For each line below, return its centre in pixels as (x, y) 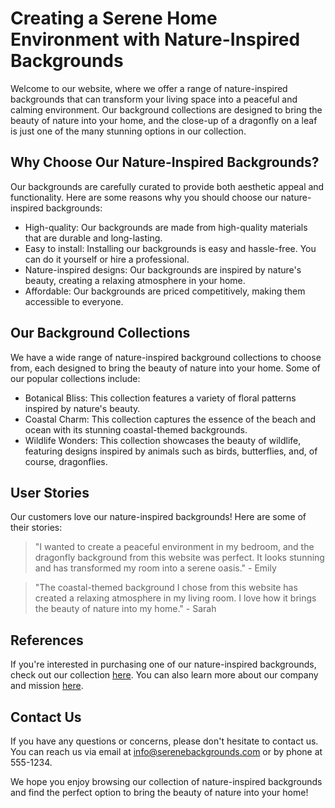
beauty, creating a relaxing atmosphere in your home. (135, 280)
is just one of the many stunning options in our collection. (128, 131)
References (47, 640)
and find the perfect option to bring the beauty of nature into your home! (159, 792)
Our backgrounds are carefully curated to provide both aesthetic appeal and (167, 186)
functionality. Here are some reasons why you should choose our (144, 197)
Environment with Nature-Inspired (155, 39)
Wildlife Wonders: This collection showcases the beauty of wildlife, (163, 440)
